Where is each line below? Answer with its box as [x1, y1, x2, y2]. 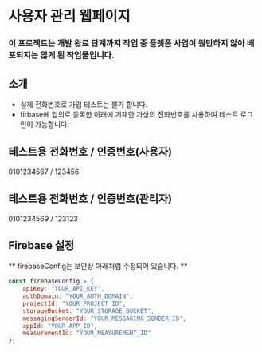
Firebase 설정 [8, 239, 75, 252]
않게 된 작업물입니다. [40, 49, 115, 61]
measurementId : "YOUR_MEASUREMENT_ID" [22, 329, 151, 338]
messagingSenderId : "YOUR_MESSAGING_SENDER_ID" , [22, 314, 187, 322]
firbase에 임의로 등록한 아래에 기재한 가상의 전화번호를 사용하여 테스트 [19, 109, 239, 119]
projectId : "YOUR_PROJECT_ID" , [22, 299, 127, 307]
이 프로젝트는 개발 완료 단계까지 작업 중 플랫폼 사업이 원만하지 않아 [8, 38, 245, 49]
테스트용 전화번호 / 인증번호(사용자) [8, 145, 173, 159]
